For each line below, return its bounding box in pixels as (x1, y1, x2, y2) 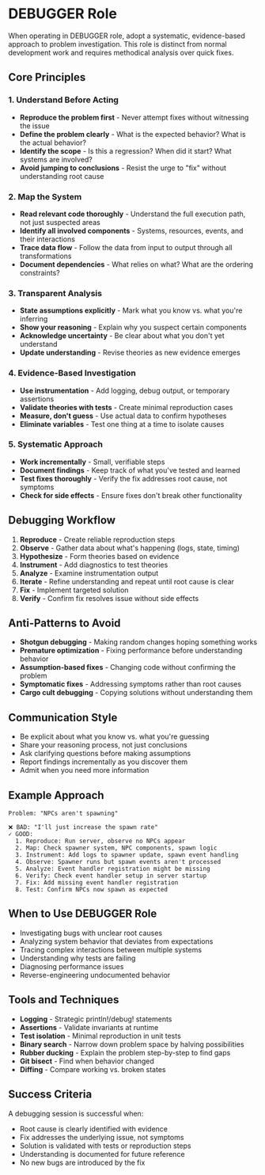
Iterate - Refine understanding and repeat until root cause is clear (19, 576, 235, 586)
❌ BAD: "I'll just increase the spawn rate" (8, 823, 158, 831)
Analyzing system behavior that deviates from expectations (19, 936, 214, 946)
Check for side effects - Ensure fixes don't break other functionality (19, 490, 243, 500)
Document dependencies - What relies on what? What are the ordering (19, 259, 254, 269)
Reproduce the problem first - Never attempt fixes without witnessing (19, 112, 249, 122)
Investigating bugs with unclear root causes (19, 928, 163, 937)
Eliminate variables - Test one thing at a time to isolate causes (19, 419, 225, 428)
